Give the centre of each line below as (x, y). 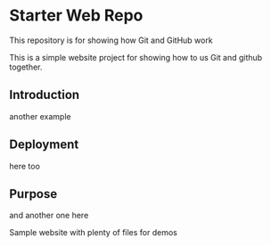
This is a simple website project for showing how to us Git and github (136, 57)
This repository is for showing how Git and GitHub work (111, 40)
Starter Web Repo (76, 16)
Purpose (33, 194)
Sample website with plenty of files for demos (94, 233)
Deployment (44, 145)
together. (26, 67)
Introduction (45, 95)
